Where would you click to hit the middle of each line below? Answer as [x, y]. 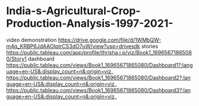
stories [150, 46]
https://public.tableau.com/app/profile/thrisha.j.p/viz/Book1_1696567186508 [99, 52]
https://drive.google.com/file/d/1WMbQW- [110, 40]
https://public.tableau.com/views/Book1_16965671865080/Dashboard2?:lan [99, 78]
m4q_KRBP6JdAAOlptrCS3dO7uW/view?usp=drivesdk [73, 46]
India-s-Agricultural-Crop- [73, 11]
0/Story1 [16, 59]
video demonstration [31, 40]
